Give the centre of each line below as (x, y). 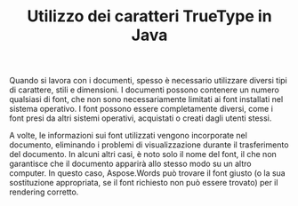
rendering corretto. (44, 192)
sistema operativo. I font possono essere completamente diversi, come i (141, 109)
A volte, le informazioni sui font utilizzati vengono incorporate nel (128, 136)
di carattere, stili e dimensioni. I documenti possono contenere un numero (145, 90)
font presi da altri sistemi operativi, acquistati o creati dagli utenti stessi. (141, 118)
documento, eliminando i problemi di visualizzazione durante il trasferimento (149, 145)
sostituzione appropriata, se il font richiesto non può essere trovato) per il (144, 183)
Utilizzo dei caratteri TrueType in (149, 16)
